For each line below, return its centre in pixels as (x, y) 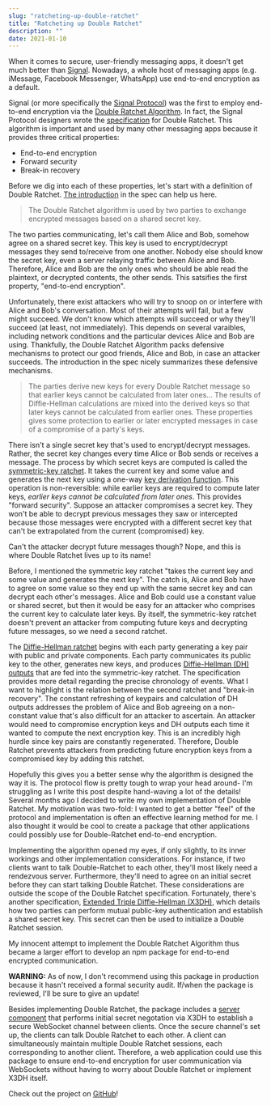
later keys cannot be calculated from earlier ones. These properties (140, 412)
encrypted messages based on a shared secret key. (114, 219)
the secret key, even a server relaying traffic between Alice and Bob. (123, 261)
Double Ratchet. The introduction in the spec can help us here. (113, 194)
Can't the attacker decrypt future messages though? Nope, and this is (125, 547)
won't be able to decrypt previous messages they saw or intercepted (123, 514)
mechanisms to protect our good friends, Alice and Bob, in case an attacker (134, 354)
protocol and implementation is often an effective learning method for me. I (133, 818)
